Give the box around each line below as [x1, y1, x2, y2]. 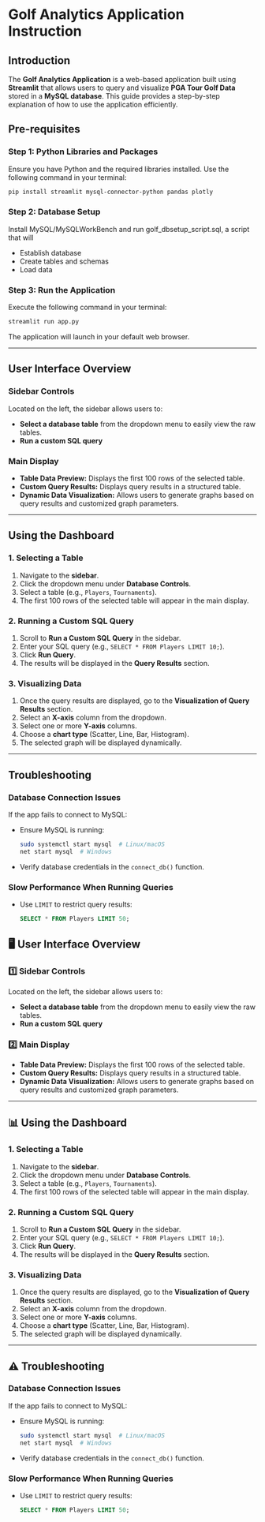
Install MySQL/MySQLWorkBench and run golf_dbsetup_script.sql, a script [8, 224, 250, 234]
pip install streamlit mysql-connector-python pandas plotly [8, 188, 214, 196]
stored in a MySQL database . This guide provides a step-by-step [8, 92, 221, 100]
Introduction [8, 54, 71, 67]
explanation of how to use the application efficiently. [8, 100, 178, 109]
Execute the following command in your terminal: [8, 302, 167, 312]
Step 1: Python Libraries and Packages [8, 146, 159, 157]
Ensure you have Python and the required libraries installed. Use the [8, 164, 230, 174]
